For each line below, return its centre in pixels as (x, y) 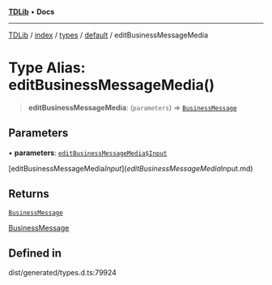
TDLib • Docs (32, 12)
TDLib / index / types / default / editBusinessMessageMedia (108, 35)
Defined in (35, 253)
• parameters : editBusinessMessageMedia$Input (88, 153)
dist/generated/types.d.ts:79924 (63, 273)
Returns (29, 194)
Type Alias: (47, 68)
